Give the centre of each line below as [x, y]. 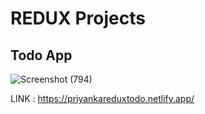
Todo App [41, 55]
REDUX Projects [78, 18]
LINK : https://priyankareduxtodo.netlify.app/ [102, 98]
